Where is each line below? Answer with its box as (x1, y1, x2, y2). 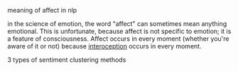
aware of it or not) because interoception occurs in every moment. (7, 42, 202, 50)
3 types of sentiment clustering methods (7, 56, 126, 64)
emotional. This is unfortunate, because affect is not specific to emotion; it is (7, 27, 232, 35)
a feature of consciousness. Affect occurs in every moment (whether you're (7, 34, 229, 43)
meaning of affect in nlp (7, 6, 77, 14)
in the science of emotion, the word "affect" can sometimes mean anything (7, 20, 227, 27)
